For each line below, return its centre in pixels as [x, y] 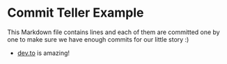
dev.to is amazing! [44, 53]
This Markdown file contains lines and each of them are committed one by [114, 32]
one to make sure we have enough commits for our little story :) [98, 39]
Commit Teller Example [76, 13]
